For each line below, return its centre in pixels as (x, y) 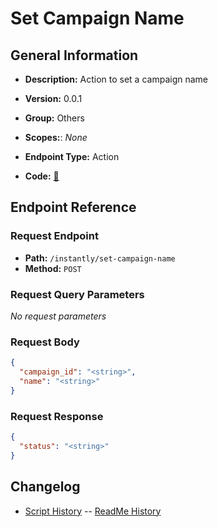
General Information (74, 55)
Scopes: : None (56, 137)
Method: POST (53, 268)
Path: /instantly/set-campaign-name (100, 258)
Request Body (45, 342)
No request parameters (58, 316)
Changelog (45, 487)
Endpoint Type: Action (72, 156)
